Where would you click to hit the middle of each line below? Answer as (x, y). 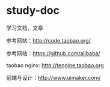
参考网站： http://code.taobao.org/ (49, 40)
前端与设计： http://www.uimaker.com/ (53, 77)
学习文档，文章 (25, 28)
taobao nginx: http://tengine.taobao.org (55, 65)
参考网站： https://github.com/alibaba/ (53, 53)
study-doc (33, 10)
